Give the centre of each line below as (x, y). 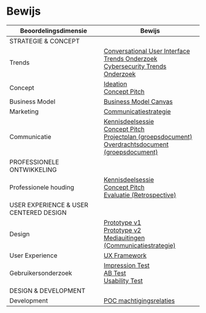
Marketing (24, 111)
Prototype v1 (122, 222)
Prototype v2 (122, 230)
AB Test (115, 273)
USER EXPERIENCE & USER (49, 205)
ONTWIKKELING (33, 170)
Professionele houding (42, 187)
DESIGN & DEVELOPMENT (48, 290)
